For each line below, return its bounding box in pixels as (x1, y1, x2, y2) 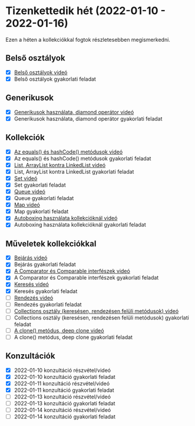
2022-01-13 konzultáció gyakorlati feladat (14, 400, 115, 407)
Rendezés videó (14, 294, 54, 301)
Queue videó (14, 188, 45, 195)
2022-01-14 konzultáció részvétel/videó (14, 407, 111, 414)
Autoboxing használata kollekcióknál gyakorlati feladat (14, 221, 146, 228)
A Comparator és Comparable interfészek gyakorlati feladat (14, 274, 159, 281)
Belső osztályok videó (14, 69, 68, 76)
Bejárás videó (14, 254, 48, 261)
